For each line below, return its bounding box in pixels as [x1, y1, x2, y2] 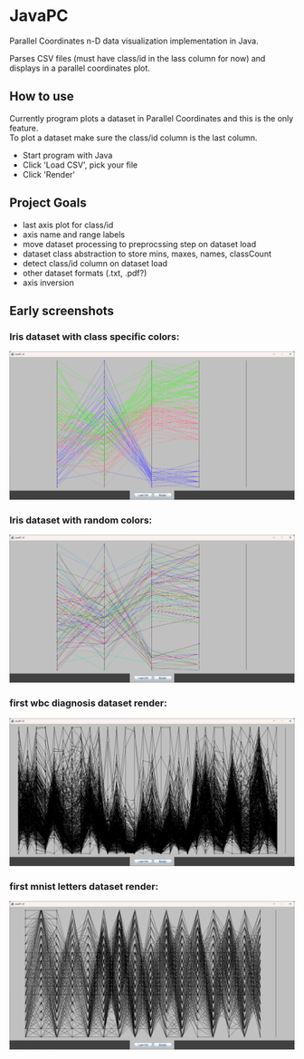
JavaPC [9, 5, 69, 26]
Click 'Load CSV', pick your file [22, 159, 138, 170]
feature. [9, 122, 39, 133]
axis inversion [22, 277, 74, 288]
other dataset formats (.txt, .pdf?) [22, 267, 147, 278]
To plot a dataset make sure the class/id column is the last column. [9, 132, 258, 143]
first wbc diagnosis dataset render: [9, 697, 167, 709]
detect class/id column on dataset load [22, 257, 168, 268]
